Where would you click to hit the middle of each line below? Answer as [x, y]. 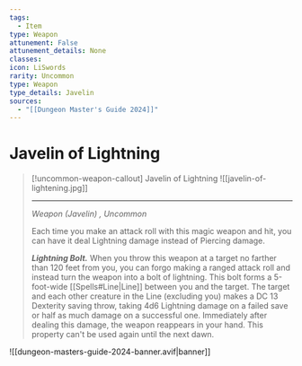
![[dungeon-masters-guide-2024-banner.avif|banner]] [110, 352]
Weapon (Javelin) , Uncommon [89, 214]
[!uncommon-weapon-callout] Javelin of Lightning [124, 179]
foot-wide [49, 287]
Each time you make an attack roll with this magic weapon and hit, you [161, 231]
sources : [26, 101]
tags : [19, 17]
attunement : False [44, 43]
